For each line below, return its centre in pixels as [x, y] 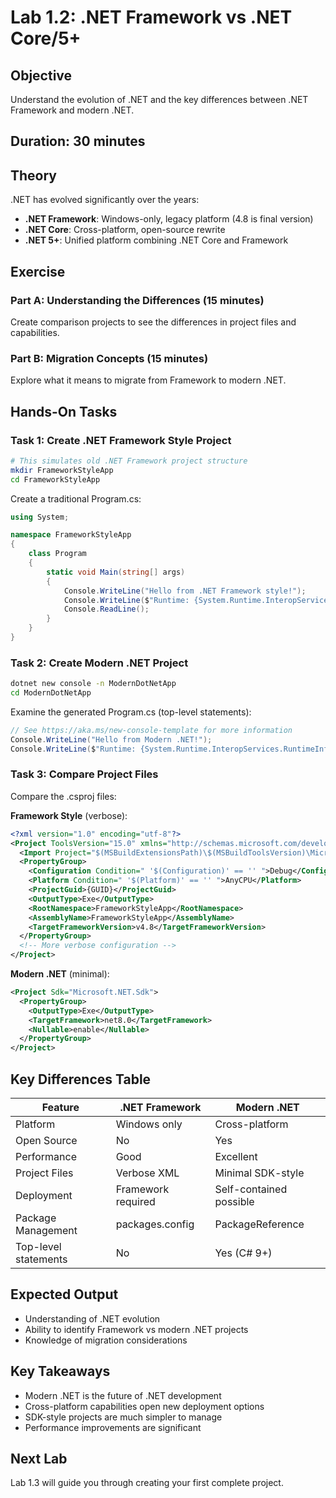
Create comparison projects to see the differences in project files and [153, 322]
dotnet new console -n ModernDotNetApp [93, 684]
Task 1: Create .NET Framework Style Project [121, 440]
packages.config [155, 1224]
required [135, 1202]
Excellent [236, 1157]
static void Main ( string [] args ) [116, 572]
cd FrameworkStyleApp [55, 479]
